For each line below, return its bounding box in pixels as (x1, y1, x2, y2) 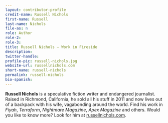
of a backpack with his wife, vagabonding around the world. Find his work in (5, 101, 163, 107)
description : (5, 49, 33, 54)
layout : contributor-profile (5, 7, 66, 12)
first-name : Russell (5, 16, 49, 21)
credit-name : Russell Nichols (5, 12, 69, 17)
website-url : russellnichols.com (5, 63, 75, 68)
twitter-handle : (5, 53, 39, 59)
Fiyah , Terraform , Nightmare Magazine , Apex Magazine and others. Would (5, 106, 160, 112)
